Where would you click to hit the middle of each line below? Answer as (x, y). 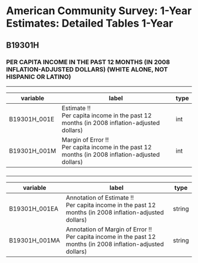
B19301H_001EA (34, 209)
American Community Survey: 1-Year (99, 11)
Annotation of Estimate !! (100, 198)
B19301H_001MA (35, 240)
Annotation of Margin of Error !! (109, 229)
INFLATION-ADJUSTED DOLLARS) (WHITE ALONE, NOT (87, 69)
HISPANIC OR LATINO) (39, 77)
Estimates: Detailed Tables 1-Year (90, 23)
